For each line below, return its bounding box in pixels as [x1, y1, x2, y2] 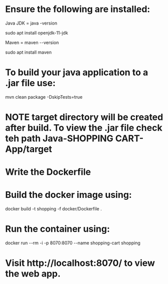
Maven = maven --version [5, 39, 59, 46]
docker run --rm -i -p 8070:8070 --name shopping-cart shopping [5, 240, 140, 246]
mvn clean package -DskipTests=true [5, 94, 83, 100]
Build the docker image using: [5, 189, 132, 201]
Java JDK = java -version [5, 20, 58, 26]
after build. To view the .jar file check [5, 122, 162, 134]
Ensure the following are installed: [5, 4, 150, 15]
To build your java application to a [5, 67, 148, 78]
